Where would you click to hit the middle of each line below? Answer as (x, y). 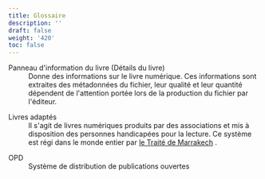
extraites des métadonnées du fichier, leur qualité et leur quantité (135, 85)
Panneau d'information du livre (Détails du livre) (87, 68)
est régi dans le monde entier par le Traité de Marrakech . (123, 142)
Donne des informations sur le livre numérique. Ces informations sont (142, 76)
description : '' (35, 23)
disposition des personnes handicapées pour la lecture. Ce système (140, 134)
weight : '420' (32, 38)
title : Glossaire (37, 16)
